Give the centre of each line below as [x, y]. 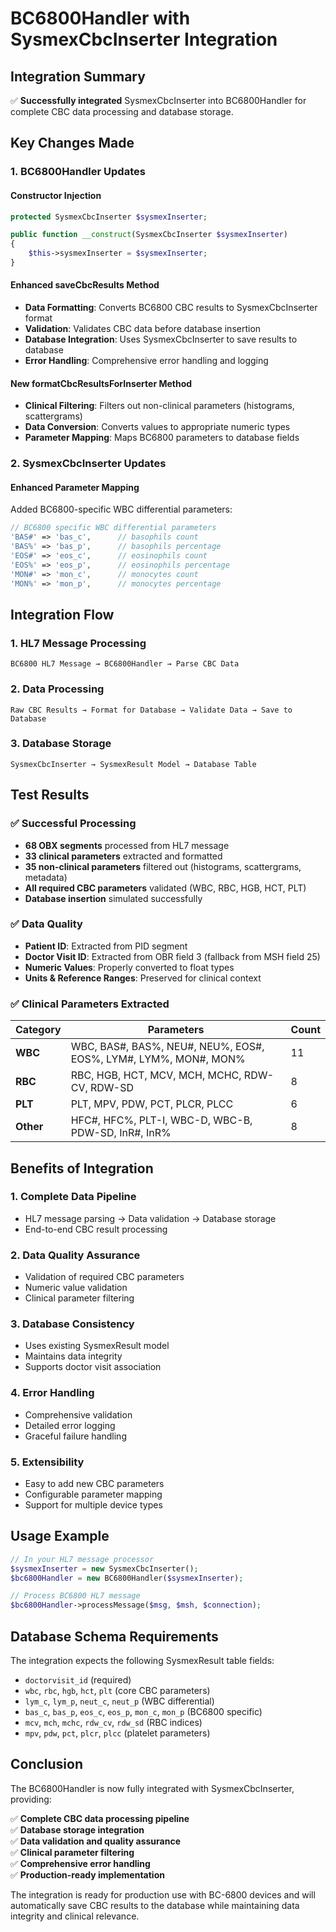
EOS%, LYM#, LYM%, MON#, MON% [158, 1059]
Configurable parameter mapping [93, 1494]
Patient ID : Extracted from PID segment [106, 946]
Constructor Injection [56, 195]
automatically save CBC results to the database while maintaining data [155, 1905]
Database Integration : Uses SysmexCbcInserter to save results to [161, 339]
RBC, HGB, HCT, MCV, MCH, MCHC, [156, 1075]
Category [38, 1030]
